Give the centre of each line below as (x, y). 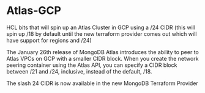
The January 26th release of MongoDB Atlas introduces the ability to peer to (102, 52)
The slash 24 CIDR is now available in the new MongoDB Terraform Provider (102, 83)
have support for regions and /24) (49, 40)
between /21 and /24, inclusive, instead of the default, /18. (79, 71)
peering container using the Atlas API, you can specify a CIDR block (92, 65)
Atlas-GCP (34, 11)
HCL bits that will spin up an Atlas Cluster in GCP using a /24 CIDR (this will (101, 27)
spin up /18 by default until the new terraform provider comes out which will (102, 33)
